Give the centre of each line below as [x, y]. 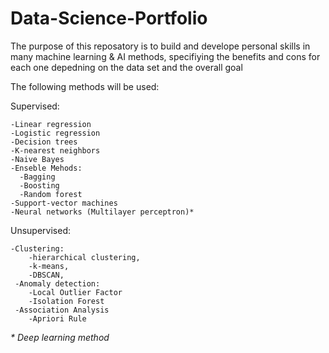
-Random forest [51, 194]
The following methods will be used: [85, 86]
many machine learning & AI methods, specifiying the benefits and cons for [165, 56]
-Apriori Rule [57, 318]
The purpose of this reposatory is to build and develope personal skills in [160, 46]
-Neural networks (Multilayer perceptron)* [102, 212]
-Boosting [39, 185]
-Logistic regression [55, 133]
